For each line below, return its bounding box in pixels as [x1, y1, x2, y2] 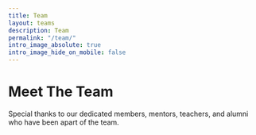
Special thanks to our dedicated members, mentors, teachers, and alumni [8, 109, 249, 118]
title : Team [8, 11, 48, 20]
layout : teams [8, 19, 56, 27]
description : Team [8, 26, 69, 34]
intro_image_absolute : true [8, 41, 102, 49]
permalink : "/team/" [8, 33, 77, 42]
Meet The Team [8, 83, 114, 101]
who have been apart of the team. [8, 117, 119, 127]
